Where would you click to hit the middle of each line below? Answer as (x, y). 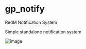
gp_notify (25, 9)
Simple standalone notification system (43, 32)
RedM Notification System (31, 22)
